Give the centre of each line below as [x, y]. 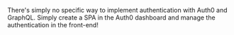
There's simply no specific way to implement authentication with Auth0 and [118, 10]
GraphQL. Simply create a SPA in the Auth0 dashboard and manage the [111, 17]
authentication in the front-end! [53, 25]
